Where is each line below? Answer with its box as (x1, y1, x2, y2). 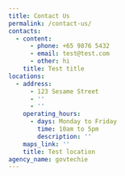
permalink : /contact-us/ (8, 19, 92, 28)
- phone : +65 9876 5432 (29, 42, 110, 50)
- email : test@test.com (29, 49, 110, 58)
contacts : (8, 27, 42, 35)
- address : (15, 79, 52, 88)
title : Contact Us (8, 11, 70, 20)
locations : (8, 72, 45, 80)
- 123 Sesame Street (29, 87, 99, 96)
